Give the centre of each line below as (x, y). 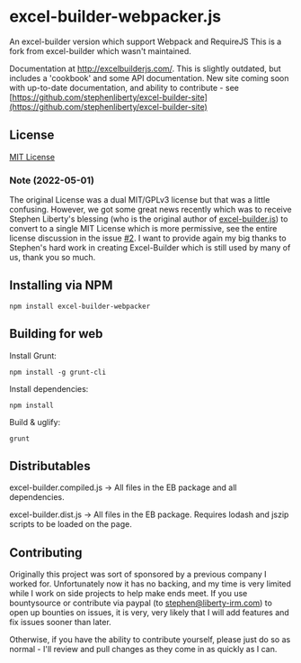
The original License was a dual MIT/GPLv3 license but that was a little (140, 200)
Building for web (56, 334)
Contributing (46, 553)
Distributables (50, 466)
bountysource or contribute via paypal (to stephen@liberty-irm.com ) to (141, 603)
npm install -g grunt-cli (58, 372)
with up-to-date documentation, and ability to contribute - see (124, 87)
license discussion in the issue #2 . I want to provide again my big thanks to (148, 238)
